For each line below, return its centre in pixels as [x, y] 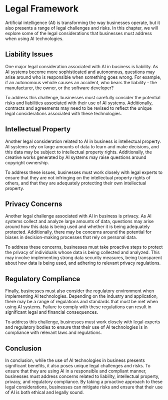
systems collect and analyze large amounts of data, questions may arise [79, 222]
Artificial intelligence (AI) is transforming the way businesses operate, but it [82, 23]
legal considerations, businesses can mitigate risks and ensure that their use [84, 387]
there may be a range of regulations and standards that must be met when [82, 302]
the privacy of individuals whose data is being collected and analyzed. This [82, 252]
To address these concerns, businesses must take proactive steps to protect [84, 247]
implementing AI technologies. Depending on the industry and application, [81, 296]
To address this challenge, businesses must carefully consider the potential [83, 97]
